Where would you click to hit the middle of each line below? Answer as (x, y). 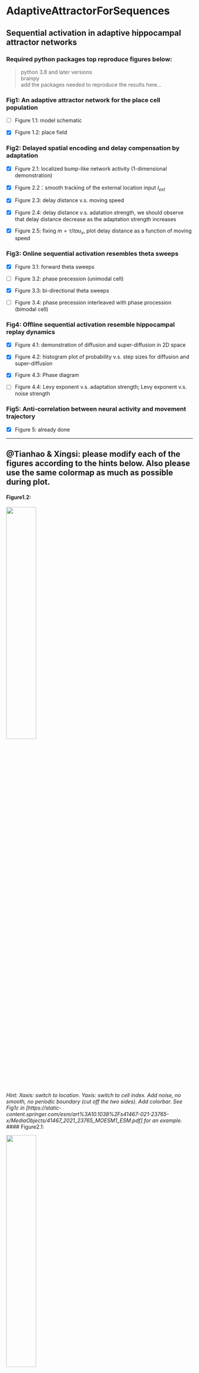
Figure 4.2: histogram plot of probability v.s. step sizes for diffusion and (102, 357)
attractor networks (42, 42)
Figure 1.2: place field (41, 133)
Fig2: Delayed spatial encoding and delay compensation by (93, 148)
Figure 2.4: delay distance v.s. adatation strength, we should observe (99, 212)
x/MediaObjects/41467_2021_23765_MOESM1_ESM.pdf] (75, 1121)
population (22, 107)
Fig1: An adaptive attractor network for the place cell (84, 100)
